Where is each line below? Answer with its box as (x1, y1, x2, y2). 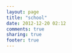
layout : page (6, 9, 39, 15)
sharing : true (6, 32, 42, 38)
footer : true (6, 37, 39, 43)
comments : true (6, 26, 45, 32)
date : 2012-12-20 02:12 (6, 20, 67, 26)
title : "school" (6, 15, 47, 21)
